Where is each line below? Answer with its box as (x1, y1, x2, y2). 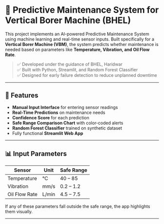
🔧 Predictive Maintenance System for (5, 4, 159, 16)
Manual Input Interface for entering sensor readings (12, 104, 118, 110)
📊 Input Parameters (5, 150, 67, 158)
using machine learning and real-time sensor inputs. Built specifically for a (5, 36, 155, 42)
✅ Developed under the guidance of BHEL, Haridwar (17, 61, 123, 67)
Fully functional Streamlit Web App (12, 130, 83, 136)
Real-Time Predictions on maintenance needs (12, 110, 105, 115)
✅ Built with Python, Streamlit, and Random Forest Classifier (17, 67, 138, 72)
